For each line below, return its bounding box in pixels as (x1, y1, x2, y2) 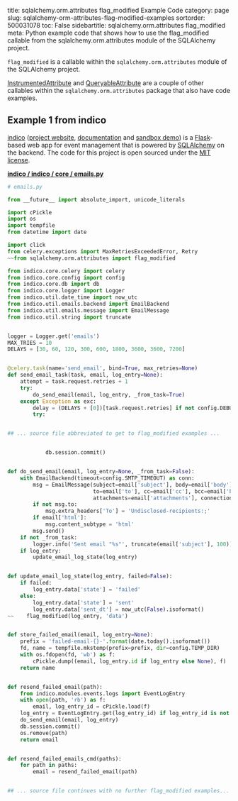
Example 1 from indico (7, 114, 107, 126)
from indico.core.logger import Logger (7, 287, 125, 294)
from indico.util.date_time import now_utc (7, 294, 138, 301)
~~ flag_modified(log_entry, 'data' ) (7, 612, 129, 619)
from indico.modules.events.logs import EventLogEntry (20, 690, 186, 697)
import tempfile (7, 222, 55, 229)
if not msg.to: (33, 501, 78, 508)
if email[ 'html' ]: (33, 514, 87, 521)
